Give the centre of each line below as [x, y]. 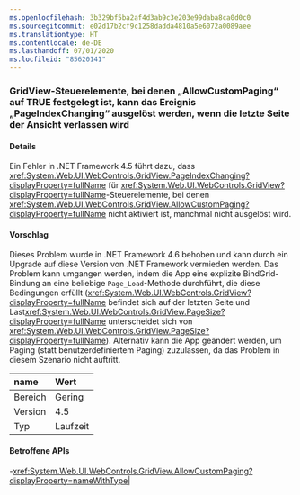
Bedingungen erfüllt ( [49, 292]
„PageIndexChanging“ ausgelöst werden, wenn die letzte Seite [150, 113]
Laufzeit [72, 427]
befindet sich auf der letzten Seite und [178, 302]
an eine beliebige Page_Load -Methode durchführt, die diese [151, 283]
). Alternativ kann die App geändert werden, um [194, 341]
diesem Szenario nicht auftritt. [65, 360]
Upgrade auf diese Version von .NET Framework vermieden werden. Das [144, 264]
